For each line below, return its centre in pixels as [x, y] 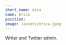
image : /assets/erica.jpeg [33, 24]
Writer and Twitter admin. [31, 38]
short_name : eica [23, 10]
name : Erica [17, 14]
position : [15, 19]
